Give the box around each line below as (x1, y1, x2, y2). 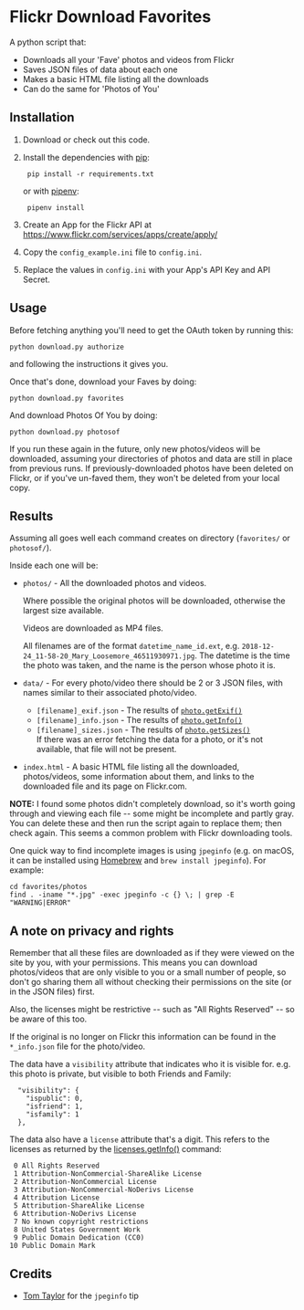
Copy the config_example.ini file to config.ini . (22, 246, 203, 257)
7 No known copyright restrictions (13, 1217, 149, 1227)
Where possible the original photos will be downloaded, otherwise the (22, 595, 286, 606)
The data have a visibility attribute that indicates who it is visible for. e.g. (9, 1059, 291, 1070)
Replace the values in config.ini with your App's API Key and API (22, 264, 271, 275)
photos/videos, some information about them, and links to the (22, 771, 255, 782)
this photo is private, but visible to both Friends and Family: (9, 1068, 232, 1079)
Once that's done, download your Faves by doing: (9, 376, 197, 387)
